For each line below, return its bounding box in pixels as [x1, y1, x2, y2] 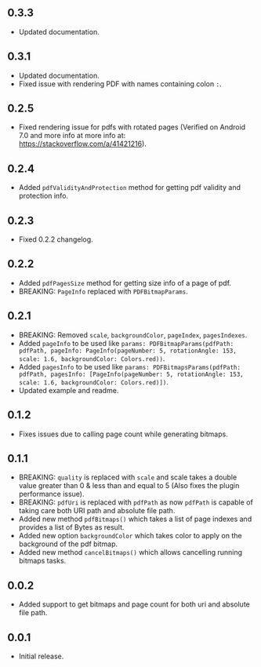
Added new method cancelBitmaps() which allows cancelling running [18, 548, 243, 557]
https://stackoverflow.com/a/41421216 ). [18, 139, 147, 148]
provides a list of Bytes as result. [18, 523, 125, 532]
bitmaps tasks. [18, 556, 67, 566]
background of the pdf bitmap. [18, 539, 118, 549]
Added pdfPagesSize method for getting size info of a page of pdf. [18, 278, 232, 287]
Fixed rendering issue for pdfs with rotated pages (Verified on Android [18, 122, 246, 132]
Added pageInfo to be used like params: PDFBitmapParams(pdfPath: [18, 338, 234, 348]
